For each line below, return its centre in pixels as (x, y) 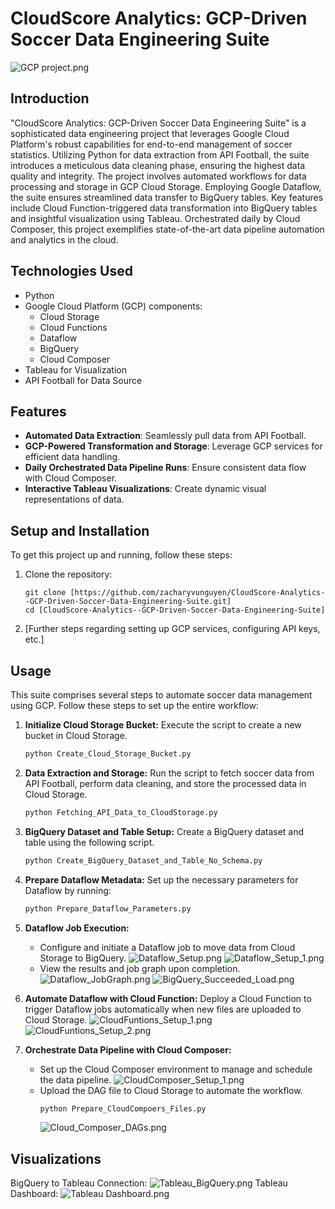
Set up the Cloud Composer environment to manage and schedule (176, 1069)
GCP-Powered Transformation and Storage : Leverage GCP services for (173, 446)
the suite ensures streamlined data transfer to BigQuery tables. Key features (167, 197)
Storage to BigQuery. (83, 958)
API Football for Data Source (83, 380)
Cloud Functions (73, 327)
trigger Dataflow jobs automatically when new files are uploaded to (163, 1009)
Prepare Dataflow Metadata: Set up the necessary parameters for (161, 879)
